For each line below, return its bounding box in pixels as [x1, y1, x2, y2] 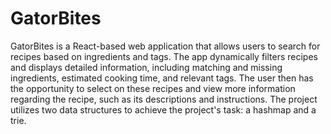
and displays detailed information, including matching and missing [10, 61, 283, 73]
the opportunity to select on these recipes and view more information [10, 82, 296, 94]
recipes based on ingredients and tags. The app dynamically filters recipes [10, 50, 318, 62]
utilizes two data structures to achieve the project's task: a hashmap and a [10, 103, 317, 116]
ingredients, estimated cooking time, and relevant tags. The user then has [10, 72, 314, 84]
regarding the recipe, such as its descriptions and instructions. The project [10, 93, 318, 105]
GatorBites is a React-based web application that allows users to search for [10, 40, 321, 52]
